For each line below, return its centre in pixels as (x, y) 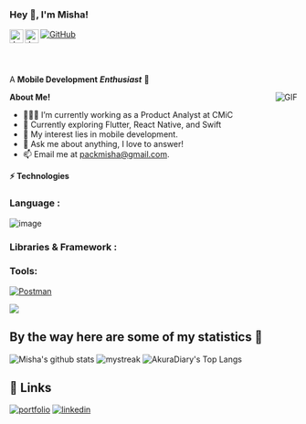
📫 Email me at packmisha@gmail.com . (96, 154)
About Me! (30, 97)
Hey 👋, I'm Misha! (49, 15)
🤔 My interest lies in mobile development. (100, 134)
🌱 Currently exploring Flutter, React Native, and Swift (122, 125)
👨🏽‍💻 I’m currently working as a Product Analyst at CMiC (128, 115)
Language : (35, 203)
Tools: (24, 271)
